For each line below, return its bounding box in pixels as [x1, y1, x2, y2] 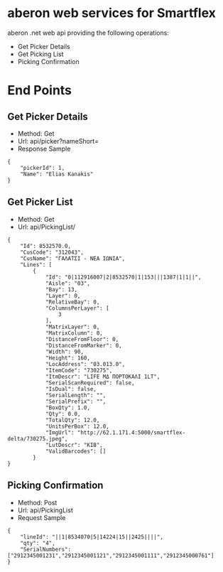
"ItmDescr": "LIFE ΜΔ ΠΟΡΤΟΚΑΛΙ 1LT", [45, 373, 161, 380]
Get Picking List [17, 50, 64, 58]
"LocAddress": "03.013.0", [45, 360, 126, 367]
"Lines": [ [20, 261, 53, 268]
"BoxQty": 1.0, [45, 404, 91, 411]
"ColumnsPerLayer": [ [45, 304, 110, 312]
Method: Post [17, 498, 58, 507]
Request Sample [17, 513, 66, 522]
